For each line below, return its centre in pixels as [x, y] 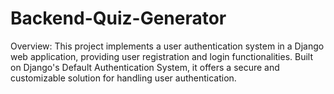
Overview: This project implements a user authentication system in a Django [167, 46]
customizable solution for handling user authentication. [123, 78]
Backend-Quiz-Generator [118, 18]
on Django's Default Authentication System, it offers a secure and [145, 67]
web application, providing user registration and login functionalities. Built [162, 56]
